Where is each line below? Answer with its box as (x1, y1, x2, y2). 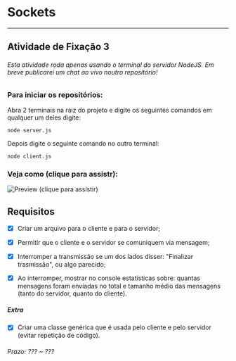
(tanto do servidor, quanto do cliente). (17, 289, 128, 298)
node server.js (7, 127, 52, 134)
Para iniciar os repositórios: (7, 89, 103, 99)
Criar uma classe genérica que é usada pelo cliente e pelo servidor (17, 323, 212, 331)
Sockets (7, 4, 56, 20)
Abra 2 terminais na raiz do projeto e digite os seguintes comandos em (7, 106, 212, 114)
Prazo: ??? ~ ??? (7, 347, 55, 355)
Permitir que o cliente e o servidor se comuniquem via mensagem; (17, 239, 210, 247)
